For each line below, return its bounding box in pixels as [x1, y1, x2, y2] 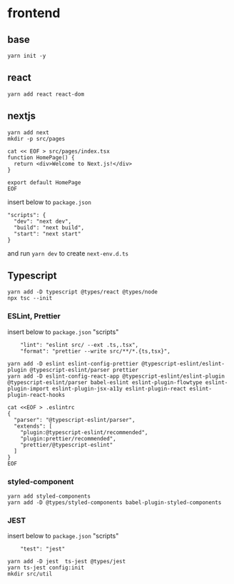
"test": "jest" [20, 545, 66, 553]
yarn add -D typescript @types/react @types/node [7, 288, 158, 296]
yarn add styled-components [7, 493, 91, 500]
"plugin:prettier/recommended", [20, 435, 116, 442]
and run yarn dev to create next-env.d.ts [7, 248, 129, 258]
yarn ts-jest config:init [7, 564, 84, 572]
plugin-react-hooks [7, 391, 66, 398]
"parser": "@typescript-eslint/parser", [14, 416, 136, 423]
